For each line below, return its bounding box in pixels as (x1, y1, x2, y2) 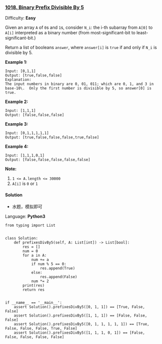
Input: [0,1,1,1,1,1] (5, 131, 49, 136)
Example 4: (5, 144, 28, 150)
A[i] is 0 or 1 (12, 181, 38, 186)
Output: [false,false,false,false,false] (5, 158, 91, 162)
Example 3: (5, 121, 28, 127)
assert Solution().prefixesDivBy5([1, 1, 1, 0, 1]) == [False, (14, 330, 145, 335)
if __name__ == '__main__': (5, 300, 62, 305)
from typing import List (5, 223, 56, 228)
